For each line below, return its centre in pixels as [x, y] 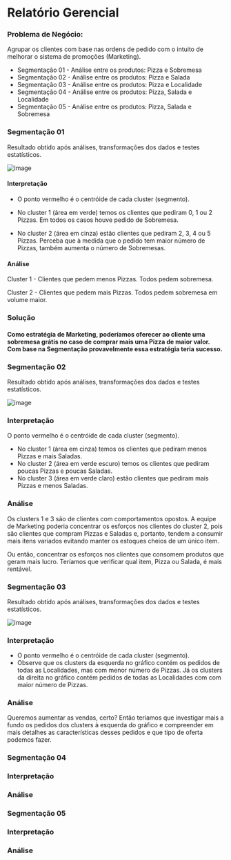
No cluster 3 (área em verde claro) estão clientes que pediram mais [113, 478]
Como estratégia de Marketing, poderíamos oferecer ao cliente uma [106, 334]
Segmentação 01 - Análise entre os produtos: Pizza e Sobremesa [109, 70]
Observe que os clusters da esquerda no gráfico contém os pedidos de [119, 663]
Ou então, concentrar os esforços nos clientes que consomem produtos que [115, 554]
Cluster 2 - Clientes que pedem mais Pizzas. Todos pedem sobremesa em [112, 292]
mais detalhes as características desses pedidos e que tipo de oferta [105, 732]
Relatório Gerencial [63, 13]
